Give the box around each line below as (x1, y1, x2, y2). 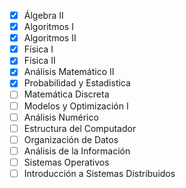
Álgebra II (23, 10, 64, 21)
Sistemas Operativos (23, 156, 110, 168)
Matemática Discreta (23, 88, 110, 100)
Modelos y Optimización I (23, 100, 129, 112)
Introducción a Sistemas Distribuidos (23, 167, 176, 179)
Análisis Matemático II (23, 66, 115, 78)
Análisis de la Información (23, 145, 131, 157)
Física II (23, 55, 56, 67)
